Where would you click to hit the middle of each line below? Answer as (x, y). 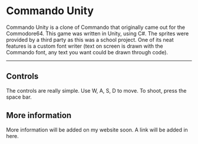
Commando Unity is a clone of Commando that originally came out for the (96, 27)
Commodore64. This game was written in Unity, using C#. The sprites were (98, 33)
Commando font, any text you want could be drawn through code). (87, 52)
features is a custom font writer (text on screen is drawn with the (85, 46)
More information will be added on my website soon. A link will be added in (97, 130)
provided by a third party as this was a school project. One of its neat (90, 40)
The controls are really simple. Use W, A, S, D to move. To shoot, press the (96, 90)
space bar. (19, 97)
